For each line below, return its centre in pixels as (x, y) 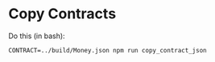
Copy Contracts (62, 14)
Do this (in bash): (37, 36)
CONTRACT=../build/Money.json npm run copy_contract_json (107, 50)
